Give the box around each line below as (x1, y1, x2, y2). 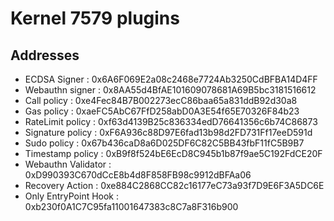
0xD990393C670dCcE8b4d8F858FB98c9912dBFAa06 (24, 169, 252, 181)
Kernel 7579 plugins (10, 7, 180, 30)
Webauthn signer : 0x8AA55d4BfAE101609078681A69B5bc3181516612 (24, 84, 317, 96)
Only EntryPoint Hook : (24, 190, 120, 202)
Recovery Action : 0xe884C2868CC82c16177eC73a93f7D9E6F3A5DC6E (24, 180, 325, 191)
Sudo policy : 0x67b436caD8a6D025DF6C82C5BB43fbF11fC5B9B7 (24, 137, 305, 149)
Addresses (10, 47, 80, 64)
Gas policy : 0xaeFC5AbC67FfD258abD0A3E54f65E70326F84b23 (24, 105, 300, 117)
